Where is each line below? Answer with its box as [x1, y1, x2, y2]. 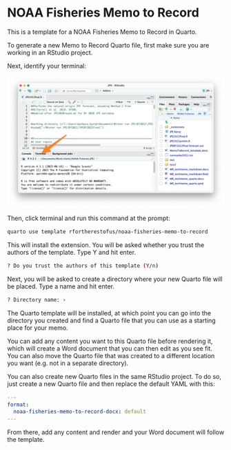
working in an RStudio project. [7, 48, 93, 57]
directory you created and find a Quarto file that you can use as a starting [7, 316, 216, 324]
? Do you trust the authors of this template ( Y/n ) [7, 262, 159, 269]
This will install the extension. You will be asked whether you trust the [7, 240, 205, 249]
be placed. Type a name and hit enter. [7, 282, 115, 291]
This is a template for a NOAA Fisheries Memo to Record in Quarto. [7, 28, 197, 36]
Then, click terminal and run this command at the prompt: [7, 214, 170, 222]
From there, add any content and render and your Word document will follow [7, 428, 225, 436]
